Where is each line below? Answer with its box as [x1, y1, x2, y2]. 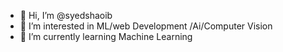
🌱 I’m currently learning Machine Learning [19, 31, 193, 42]
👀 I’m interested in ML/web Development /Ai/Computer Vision [19, 20, 273, 32]
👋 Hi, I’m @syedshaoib [19, 10, 113, 21]
